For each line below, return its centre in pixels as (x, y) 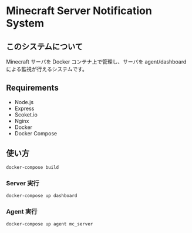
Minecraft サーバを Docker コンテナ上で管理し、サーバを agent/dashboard (96, 62)
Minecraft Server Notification (79, 11)
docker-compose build (33, 167)
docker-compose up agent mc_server (50, 224)
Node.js (24, 102)
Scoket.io (26, 114)
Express (24, 108)
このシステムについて (45, 46)
